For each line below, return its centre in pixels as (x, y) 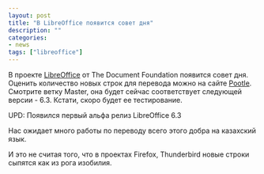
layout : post (30, 15)
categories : (28, 38)
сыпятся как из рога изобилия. (60, 163)
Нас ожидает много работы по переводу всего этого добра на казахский (132, 130)
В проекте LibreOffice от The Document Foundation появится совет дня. (128, 75)
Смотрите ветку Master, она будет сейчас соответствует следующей (125, 91)
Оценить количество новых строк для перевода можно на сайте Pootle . (130, 83)
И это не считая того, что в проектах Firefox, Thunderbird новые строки (129, 154)
